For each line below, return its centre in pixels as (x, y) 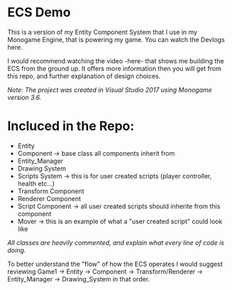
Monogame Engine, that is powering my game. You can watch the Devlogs (116, 39)
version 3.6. (24, 97)
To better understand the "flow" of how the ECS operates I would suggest (115, 264)
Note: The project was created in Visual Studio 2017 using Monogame (110, 90)
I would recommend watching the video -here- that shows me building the (116, 60)
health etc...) (36, 183)
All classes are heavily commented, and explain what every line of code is (116, 242)
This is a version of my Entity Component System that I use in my (103, 32)
